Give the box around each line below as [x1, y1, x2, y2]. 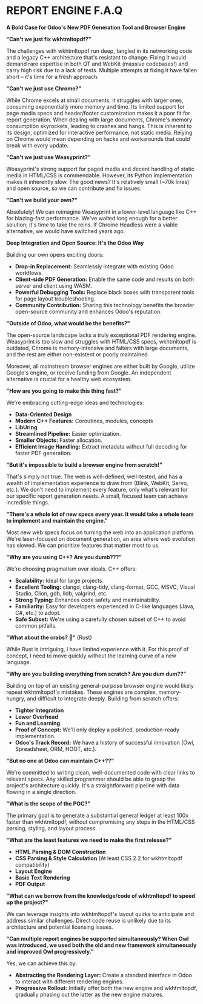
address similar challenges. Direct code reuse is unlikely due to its [6, 917, 171, 924]
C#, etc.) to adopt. [15, 609, 61, 616]
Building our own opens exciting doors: [6, 251, 104, 258]
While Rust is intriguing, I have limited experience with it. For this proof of [6, 645, 189, 653]
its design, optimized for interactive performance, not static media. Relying [6, 129, 193, 136]
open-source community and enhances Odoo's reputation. [15, 308, 162, 315]
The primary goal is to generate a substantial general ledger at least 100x [6, 812, 189, 819]
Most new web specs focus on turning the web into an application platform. [6, 529, 195, 536]
